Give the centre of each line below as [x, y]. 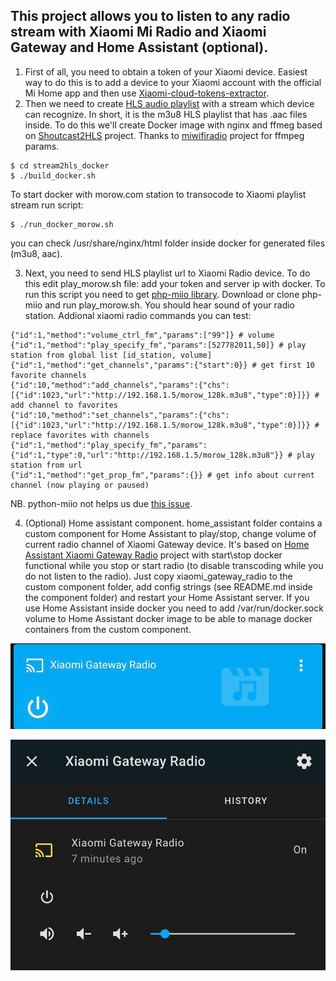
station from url [46, 465]
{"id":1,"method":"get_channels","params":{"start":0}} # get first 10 [162, 365]
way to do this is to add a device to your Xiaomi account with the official [173, 82]
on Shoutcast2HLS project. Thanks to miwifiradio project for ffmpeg [164, 135]
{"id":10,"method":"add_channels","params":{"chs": [120, 385]
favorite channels [48, 375]
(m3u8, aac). [36, 253]
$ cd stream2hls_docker [60, 165]
